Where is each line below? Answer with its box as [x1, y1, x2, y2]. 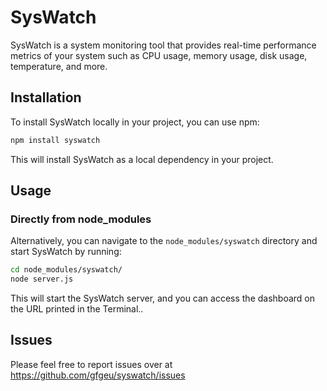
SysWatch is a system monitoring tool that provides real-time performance [10, 39, 317, 51]
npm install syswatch [10, 135, 101, 145]
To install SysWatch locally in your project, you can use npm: [10, 116, 260, 128]
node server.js [10, 274, 74, 285]
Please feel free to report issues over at [10, 358, 173, 370]
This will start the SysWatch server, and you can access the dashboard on [10, 292, 316, 305]
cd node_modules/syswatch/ [10, 265, 123, 275]
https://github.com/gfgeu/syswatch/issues [10, 369, 186, 381]
